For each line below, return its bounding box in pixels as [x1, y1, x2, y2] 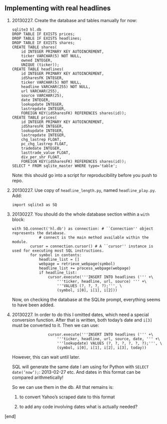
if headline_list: [38, 270, 77, 275]
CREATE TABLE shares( [11, 45, 57, 50]
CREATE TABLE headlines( [11, 66, 64, 72]
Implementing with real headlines [4, 4, 111, 13]
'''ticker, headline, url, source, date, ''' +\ [56, 336, 160, 341]
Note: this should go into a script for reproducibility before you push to [11, 172, 157, 178]
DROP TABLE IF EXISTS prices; [11, 31, 75, 37]
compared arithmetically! [11, 374, 63, 380]
